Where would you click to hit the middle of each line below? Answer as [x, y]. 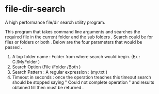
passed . [14, 47]
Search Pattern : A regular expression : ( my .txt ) [60, 72]
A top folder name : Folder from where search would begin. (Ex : [76, 56]
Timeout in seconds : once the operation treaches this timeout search [81, 77]
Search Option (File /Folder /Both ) [46, 67]
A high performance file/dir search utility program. [55, 22]
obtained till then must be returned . [48, 87]
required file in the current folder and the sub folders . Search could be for [79, 37]
